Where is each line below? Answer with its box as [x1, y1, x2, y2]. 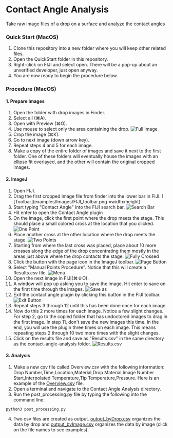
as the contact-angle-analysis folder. [13, 341, 91, 347]
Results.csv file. [13, 269, 47, 276]
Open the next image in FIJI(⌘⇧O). [13, 275, 89, 281]
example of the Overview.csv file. [13, 380, 84, 387]
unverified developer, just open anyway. [13, 67, 98, 73]
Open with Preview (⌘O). [13, 120, 67, 127]
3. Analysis [6, 353, 30, 359]
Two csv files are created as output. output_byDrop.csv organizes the [13, 415, 161, 422]
